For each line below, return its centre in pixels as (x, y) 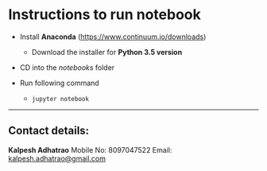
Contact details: (49, 131)
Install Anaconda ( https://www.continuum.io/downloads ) (113, 37)
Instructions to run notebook (104, 15)
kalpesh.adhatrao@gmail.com (57, 158)
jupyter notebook (60, 99)
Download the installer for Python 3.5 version (107, 52)
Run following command (59, 83)
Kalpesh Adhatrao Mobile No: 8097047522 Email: (90, 150)
